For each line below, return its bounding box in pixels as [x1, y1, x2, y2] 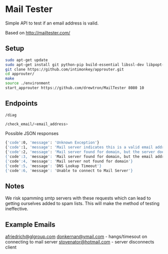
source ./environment [5, 81, 50, 86]
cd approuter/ [5, 71, 35, 76]
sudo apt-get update [5, 57, 48, 62]
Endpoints [5, 99, 38, 108]
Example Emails [5, 220, 55, 228]
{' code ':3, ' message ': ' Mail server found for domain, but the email [5, 154, 153, 159]
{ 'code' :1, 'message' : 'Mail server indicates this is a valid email [5, 145, 153, 150]
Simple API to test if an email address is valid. [5, 20, 99, 26]
